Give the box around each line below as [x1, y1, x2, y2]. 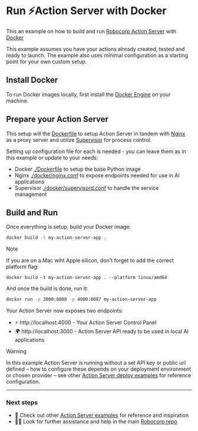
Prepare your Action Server [6, 114, 109, 124]
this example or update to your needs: [6, 154, 98, 161]
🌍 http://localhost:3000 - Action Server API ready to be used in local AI [14, 328, 189, 335]
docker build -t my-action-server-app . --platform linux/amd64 [6, 275, 167, 281]
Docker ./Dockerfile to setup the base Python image [14, 166, 141, 173]
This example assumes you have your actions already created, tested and [6, 45, 185, 53]
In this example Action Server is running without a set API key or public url [6, 359, 186, 367]
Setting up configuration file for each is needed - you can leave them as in [6, 148, 187, 155]
